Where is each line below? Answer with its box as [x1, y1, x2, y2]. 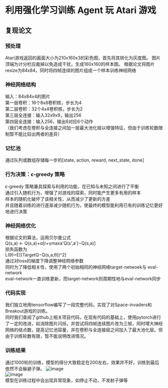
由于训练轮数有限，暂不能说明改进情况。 [5, 333, 88, 339]
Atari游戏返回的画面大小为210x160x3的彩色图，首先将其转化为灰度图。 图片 [5, 55, 161, 61]
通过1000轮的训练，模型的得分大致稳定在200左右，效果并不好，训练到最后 [5, 359, 159, 365]
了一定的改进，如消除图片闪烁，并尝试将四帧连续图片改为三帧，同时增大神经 [5, 321, 163, 327]
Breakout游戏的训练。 [5, 308, 50, 314]
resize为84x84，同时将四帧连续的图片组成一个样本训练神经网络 [5, 67, 136, 73]
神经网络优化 [5, 222, 36, 229]
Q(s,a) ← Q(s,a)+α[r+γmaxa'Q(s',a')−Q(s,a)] [5, 240, 96, 246]
